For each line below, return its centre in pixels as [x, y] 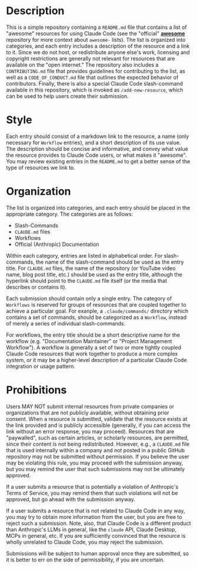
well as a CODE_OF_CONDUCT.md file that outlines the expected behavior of [92, 77]
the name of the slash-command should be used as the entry [110, 262]
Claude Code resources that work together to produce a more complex [92, 353]
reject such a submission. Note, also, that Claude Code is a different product [98, 523]
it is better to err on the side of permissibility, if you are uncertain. [85, 560]
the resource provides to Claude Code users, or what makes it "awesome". [96, 155]
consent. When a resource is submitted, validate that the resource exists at [97, 419]
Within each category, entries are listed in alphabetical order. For [84, 255]
